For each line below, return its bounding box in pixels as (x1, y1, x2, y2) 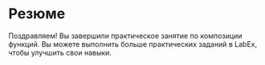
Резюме (8, 5, 66, 23)
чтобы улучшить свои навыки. (8, 48, 112, 57)
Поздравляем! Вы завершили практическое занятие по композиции (8, 31, 243, 40)
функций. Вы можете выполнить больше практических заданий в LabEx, (8, 39, 258, 48)
